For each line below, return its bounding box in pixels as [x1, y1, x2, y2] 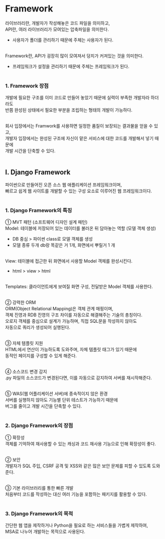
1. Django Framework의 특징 [5, 207, 72, 214]
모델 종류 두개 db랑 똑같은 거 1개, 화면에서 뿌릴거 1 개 [12, 242, 115, 248]
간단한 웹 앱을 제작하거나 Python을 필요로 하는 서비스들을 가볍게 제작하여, [5, 522, 148, 528]
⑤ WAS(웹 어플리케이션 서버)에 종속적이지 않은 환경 [5, 391, 108, 397]
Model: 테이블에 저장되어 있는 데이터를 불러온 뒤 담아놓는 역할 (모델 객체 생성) [5, 225, 157, 232]
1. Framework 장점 [5, 82, 49, 89]
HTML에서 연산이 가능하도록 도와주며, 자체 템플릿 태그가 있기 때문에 [5, 347, 137, 353]
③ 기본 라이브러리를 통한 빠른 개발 [5, 485, 74, 491]
